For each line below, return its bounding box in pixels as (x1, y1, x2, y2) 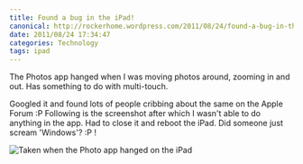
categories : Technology (9, 38, 99, 48)
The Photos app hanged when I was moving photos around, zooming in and (9, 71, 290, 82)
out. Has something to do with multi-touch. (9, 81, 169, 92)
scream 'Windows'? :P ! (9, 127, 97, 138)
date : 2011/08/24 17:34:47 (9, 30, 111, 39)
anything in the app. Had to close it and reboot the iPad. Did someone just (9, 118, 284, 129)
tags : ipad (9, 47, 50, 56)
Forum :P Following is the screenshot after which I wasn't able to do (9, 108, 262, 119)
